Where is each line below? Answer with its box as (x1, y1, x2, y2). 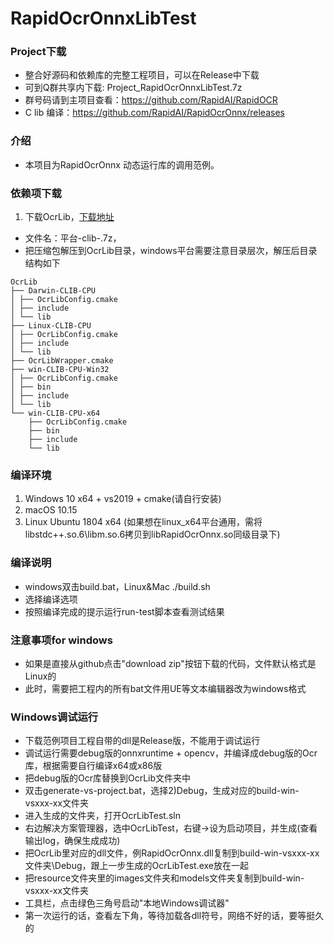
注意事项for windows (10, 633, 113, 647)
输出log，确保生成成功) (24, 835, 121, 847)
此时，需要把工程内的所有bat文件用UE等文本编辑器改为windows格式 (24, 682, 307, 694)
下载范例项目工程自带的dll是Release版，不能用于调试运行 (24, 735, 261, 747)
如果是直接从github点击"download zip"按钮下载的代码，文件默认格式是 (24, 657, 317, 669)
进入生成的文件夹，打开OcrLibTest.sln (24, 810, 181, 822)
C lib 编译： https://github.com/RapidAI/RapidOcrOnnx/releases (24, 107, 285, 119)
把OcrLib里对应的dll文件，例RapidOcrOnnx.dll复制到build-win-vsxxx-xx (24, 847, 320, 859)
